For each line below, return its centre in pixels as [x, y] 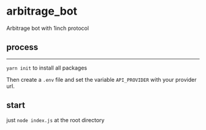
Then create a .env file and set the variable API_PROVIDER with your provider [101, 79]
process [22, 47]
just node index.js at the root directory [55, 120]
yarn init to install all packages [47, 68]
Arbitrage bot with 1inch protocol [48, 28]
